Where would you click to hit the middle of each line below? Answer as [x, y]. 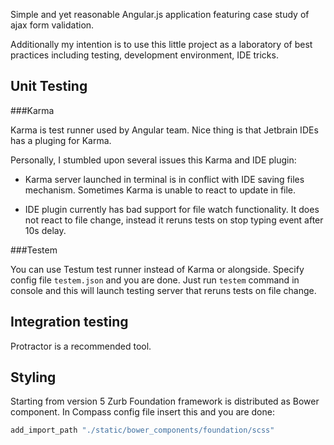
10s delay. [45, 230]
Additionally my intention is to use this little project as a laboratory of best [161, 44]
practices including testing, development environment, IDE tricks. [144, 55]
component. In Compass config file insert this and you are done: [142, 412]
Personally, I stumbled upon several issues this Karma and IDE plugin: [153, 160]
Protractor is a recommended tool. [81, 346]
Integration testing [69, 322]
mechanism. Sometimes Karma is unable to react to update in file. [160, 190]
